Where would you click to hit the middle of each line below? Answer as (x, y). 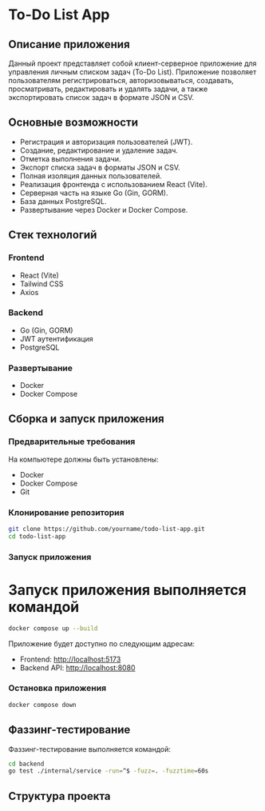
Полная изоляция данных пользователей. (91, 176)
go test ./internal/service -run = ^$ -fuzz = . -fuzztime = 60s (109, 771)
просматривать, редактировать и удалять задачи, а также (108, 89)
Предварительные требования (72, 441)
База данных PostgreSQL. (63, 201)
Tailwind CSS (42, 284)
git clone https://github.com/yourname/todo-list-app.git (107, 529)
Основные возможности (73, 123)
